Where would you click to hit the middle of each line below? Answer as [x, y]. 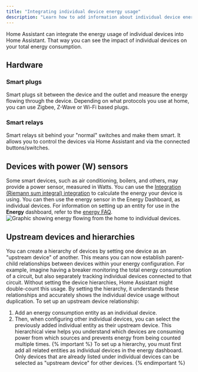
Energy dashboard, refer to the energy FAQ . [60, 212]
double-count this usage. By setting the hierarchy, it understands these [93, 289]
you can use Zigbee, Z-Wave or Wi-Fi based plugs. [68, 107]
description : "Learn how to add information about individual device [93, 17]
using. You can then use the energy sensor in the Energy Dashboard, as [93, 200]
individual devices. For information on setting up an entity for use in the [93, 206]
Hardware [24, 65]
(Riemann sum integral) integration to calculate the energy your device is [94, 193]
